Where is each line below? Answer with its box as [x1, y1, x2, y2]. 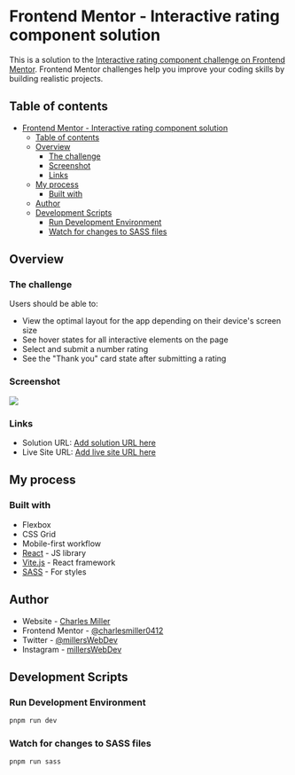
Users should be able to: [9, 299, 99, 309]
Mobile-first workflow [21, 538, 102, 549]
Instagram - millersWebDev [21, 644, 122, 654]
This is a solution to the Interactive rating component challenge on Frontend [9, 54, 286, 65]
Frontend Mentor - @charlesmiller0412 [21, 625, 164, 636]
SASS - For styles [21, 566, 87, 577]
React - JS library [21, 547, 87, 558]
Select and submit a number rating [21, 344, 149, 355]
